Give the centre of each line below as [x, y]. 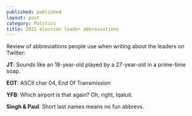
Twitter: [16, 53]
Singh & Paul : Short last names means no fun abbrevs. [75, 107]
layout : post [23, 18]
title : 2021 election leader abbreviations [63, 29]
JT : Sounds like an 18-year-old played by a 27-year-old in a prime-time [96, 65]
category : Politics [31, 23]
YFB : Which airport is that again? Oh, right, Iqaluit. [70, 95]
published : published [34, 12]
